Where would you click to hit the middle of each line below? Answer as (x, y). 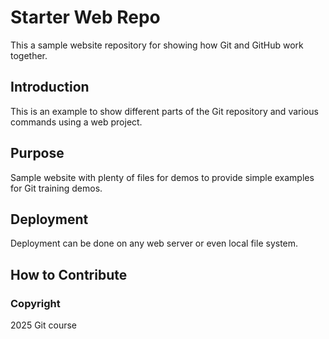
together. (29, 55)
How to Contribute (69, 274)
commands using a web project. (76, 122)
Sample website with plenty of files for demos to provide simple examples (162, 177)
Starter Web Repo (85, 17)
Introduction (50, 87)
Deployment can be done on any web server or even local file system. (154, 243)
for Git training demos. (56, 188)
